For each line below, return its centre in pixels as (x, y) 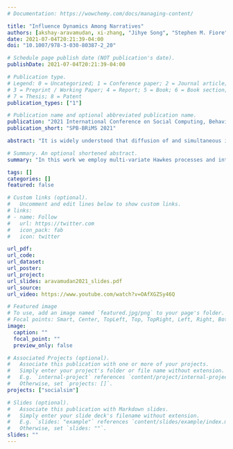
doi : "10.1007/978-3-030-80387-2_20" (62, 46)
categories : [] (29, 179)
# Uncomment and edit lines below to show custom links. (94, 204)
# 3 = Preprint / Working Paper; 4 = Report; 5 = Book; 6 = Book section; (118, 90)
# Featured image (32, 307)
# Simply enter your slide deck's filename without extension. (103, 416)
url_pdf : (20, 249)
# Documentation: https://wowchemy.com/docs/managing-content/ (101, 14)
